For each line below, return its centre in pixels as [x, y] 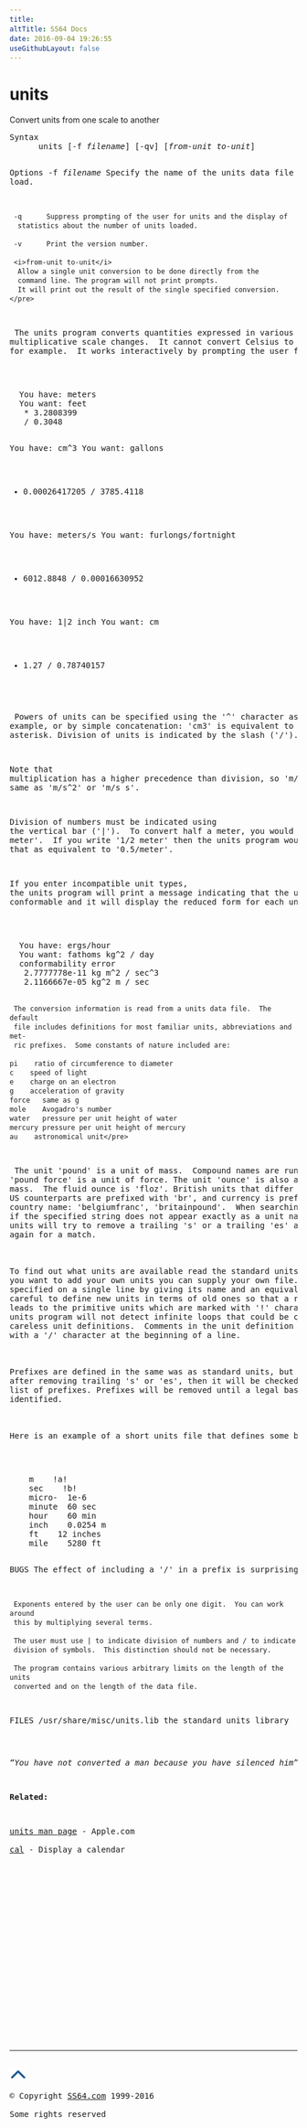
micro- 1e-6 [58, 1498]
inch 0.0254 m [68, 1525]
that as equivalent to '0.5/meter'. [91, 850]
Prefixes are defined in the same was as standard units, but [152, 1372]
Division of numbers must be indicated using [113, 822]
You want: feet [53, 404]
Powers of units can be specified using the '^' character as [156, 717]
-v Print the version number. [81, 244]
